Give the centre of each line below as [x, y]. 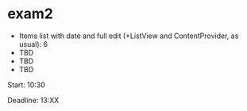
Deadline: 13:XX [33, 100]
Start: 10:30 [26, 85]
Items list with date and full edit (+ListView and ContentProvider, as [129, 36]
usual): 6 [33, 44]
